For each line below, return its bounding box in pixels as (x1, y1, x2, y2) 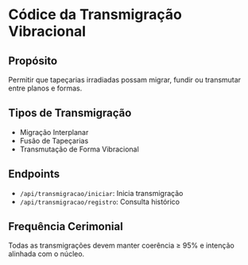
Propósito (8, 54, 58, 67)
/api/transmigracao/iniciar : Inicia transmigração (19, 188, 184, 198)
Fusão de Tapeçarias (19, 136, 89, 145)
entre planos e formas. (8, 83, 83, 93)
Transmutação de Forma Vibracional (19, 144, 139, 154)
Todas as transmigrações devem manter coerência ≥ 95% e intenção (8, 240, 234, 251)
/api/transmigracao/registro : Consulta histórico (19, 197, 180, 206)
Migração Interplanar (19, 127, 89, 136)
